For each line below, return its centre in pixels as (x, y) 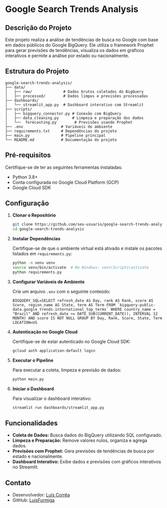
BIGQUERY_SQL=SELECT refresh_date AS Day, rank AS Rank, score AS (83, 301)
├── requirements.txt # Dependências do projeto (61, 131)
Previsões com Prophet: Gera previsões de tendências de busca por (83, 451)
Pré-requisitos (28, 155)
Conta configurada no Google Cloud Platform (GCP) (66, 182)
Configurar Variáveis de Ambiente (48, 282)
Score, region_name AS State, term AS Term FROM (64, 305)
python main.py (28, 379)
